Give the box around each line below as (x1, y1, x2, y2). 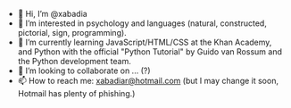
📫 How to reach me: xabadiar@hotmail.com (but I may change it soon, (17, 76, 279, 86)
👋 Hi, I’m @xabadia (17, 9, 87, 19)
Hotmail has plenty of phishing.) (17, 88, 136, 98)
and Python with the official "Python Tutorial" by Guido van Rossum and (17, 46, 283, 57)
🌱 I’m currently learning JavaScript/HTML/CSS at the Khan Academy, (17, 37, 272, 47)
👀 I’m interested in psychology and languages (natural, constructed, (17, 18, 268, 29)
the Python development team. (17, 56, 131, 66)
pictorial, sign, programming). (17, 28, 127, 37)
